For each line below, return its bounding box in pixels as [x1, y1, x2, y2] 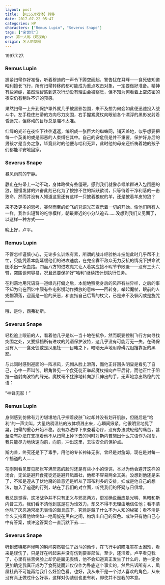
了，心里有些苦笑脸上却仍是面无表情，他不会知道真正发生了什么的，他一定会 [5, 556, 160, 562]
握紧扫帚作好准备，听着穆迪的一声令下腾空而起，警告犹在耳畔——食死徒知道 [5, 77, 160, 83]
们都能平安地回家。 [5, 147, 44, 153]
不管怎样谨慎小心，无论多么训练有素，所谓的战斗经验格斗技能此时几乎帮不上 [5, 251, 160, 257]
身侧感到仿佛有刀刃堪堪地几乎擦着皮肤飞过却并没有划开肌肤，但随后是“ [5, 415, 149, 420]
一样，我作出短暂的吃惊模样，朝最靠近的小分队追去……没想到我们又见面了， [5, 210, 159, 216]
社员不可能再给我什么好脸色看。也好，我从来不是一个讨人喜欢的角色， [9, 568, 151, 574]
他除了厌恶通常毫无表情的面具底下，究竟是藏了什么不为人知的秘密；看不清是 [5, 507, 160, 513]
